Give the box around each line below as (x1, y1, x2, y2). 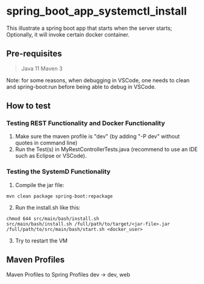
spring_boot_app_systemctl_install (6, 4, 187, 18)
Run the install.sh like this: (15, 204, 81, 211)
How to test (6, 101, 51, 111)
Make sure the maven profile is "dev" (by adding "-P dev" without (15, 133, 180, 140)
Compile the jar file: (15, 181, 65, 188)
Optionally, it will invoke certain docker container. (6, 30, 130, 38)
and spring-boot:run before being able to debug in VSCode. (6, 83, 157, 90)
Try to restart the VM (15, 236, 68, 244)
